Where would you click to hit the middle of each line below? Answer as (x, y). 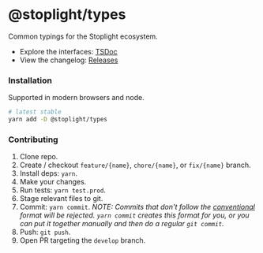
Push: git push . (45, 232)
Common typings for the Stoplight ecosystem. (83, 36)
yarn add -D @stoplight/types (58, 120)
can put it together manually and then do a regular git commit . (122, 224)
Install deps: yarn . (48, 173)
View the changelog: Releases (69, 60)
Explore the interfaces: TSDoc (68, 51)
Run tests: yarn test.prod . (63, 190)
